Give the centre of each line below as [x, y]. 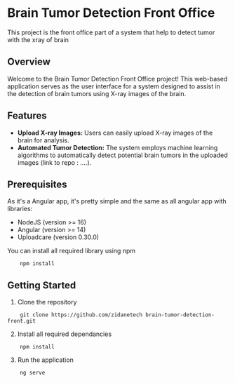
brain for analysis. [43, 140]
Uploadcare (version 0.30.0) [58, 237]
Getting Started [42, 285]
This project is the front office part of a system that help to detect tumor [111, 32]
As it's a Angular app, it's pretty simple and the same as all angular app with [117, 201]
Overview [29, 62]
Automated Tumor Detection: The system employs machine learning [117, 147]
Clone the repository [47, 302]
